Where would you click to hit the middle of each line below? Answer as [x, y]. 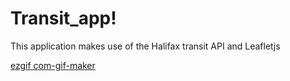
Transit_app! [63, 18]
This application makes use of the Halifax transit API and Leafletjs [145, 46]
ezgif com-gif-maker [53, 65]
